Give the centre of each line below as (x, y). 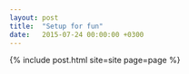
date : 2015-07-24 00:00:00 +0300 (77, 34)
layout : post (34, 18)
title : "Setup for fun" (56, 26)
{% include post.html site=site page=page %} (95, 60)
